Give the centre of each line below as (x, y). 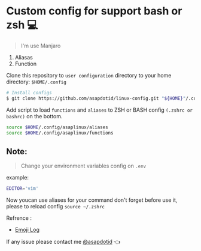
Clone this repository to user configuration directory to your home (89, 75)
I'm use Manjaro (41, 46)
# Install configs (29, 92)
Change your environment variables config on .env (83, 166)
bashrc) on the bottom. (34, 116)
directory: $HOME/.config (36, 82)
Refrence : (19, 218)
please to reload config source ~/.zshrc (56, 207)
